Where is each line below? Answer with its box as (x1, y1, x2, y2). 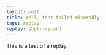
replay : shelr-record (6, 25, 62, 32)
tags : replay (6, 20, 40, 26)
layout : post (6, 8, 40, 15)
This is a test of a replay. (6, 42, 69, 50)
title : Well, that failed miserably (6, 15, 100, 21)
